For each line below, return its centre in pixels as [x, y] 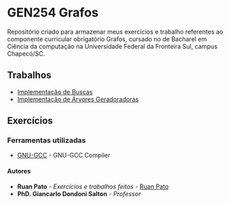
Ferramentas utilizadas [46, 140]
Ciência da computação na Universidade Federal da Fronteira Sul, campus [113, 46]
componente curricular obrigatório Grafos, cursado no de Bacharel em [107, 39]
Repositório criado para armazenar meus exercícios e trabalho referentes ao [115, 32]
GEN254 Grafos [53, 13]
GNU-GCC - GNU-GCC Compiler [64, 155]
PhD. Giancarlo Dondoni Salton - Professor [79, 193]
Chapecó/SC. [26, 54]
